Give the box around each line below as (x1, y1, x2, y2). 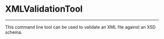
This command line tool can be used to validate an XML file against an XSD (5, 24, 156, 30)
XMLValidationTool (5, 3, 83, 15)
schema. (5, 29, 22, 35)
